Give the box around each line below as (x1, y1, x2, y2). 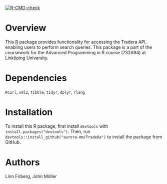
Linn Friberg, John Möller (5, 173, 57, 179)
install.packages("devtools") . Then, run (5, 128, 90, 134)
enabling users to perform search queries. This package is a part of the (5, 44, 152, 50)
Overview (5, 23, 46, 34)
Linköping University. (5, 55, 49, 61)
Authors (5, 157, 40, 168)
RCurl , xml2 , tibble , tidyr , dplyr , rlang (5, 89, 85, 95)
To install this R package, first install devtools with (5, 123, 108, 129)
